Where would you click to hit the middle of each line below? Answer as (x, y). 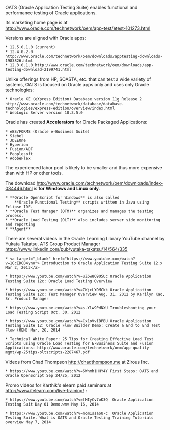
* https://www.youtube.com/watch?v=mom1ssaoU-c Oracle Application (79, 413)
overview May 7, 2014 (28, 422)
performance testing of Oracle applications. (51, 13)
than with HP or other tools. (34, 173)
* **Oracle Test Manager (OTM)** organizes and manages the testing (79, 211)
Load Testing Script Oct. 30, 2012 (43, 312)
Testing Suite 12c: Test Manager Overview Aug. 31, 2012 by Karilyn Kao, (85, 294)
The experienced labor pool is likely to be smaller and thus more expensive (84, 168)
